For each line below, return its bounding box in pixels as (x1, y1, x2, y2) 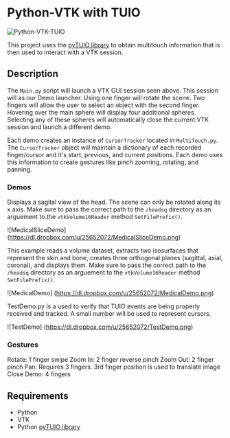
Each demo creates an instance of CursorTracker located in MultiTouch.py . (7, 136, 218, 144)
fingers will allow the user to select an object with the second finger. (7, 101, 200, 109)
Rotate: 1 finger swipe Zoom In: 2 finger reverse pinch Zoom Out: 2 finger (7, 356, 214, 364)
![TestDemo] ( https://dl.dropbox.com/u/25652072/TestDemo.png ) (7, 323, 194, 331)
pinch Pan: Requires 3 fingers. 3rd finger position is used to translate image (7, 362, 221, 371)
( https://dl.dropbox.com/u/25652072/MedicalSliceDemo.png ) (7, 233, 181, 242)
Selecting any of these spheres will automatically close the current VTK (7, 115, 209, 124)
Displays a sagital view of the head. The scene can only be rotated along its (7, 198, 221, 207)
